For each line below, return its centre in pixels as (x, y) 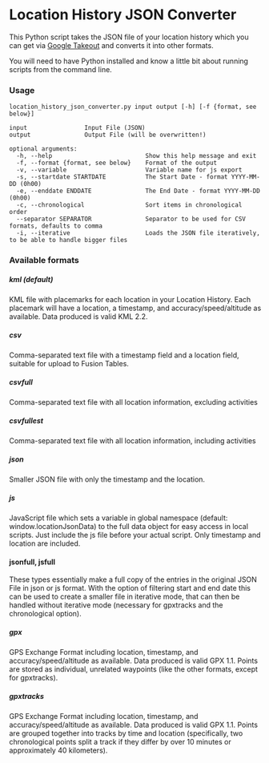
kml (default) (31, 279)
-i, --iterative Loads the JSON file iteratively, (139, 233)
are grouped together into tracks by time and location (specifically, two (126, 733)
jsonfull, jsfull (32, 562)
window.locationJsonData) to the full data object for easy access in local (129, 526)
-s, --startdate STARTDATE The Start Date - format (122, 177)
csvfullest (26, 420)
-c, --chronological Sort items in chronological (129, 205)
